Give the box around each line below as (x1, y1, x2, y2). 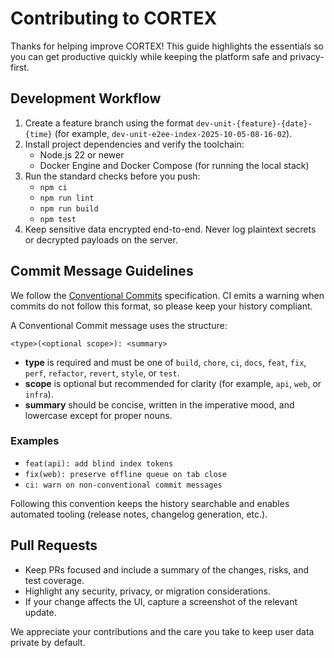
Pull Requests (10, 537, 98, 554)
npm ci (39, 182, 68, 192)
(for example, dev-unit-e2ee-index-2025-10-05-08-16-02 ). (54, 127, 293, 139)
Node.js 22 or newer (39, 148, 125, 161)
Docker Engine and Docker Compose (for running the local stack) (39, 159, 310, 171)
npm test (39, 214, 77, 224)
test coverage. (24, 574, 85, 586)
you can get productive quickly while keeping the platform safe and (10, 50, 288, 62)
